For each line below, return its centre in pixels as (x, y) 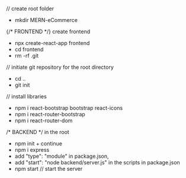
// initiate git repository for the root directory (60, 67)
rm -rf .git (27, 55)
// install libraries (27, 96)
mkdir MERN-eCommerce (46, 20)
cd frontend (29, 49)
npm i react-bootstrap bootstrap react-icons (69, 108)
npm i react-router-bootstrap (50, 114)
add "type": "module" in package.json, (62, 156)
